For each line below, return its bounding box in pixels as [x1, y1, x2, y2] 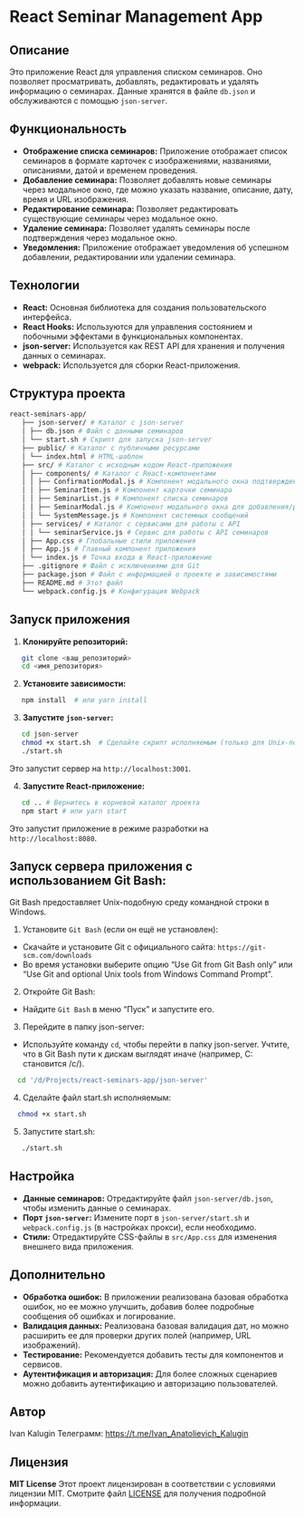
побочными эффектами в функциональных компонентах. [22, 331, 243, 342]
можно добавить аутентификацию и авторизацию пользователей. [22, 1377, 279, 1388]
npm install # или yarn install [21, 696, 147, 705]
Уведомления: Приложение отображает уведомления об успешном [22, 242, 290, 253]
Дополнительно [9, 1267, 106, 1283]
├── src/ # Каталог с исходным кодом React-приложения [21, 460, 233, 469]
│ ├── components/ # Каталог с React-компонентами [21, 469, 217, 478]
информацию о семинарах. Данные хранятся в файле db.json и [9, 86, 256, 96]
